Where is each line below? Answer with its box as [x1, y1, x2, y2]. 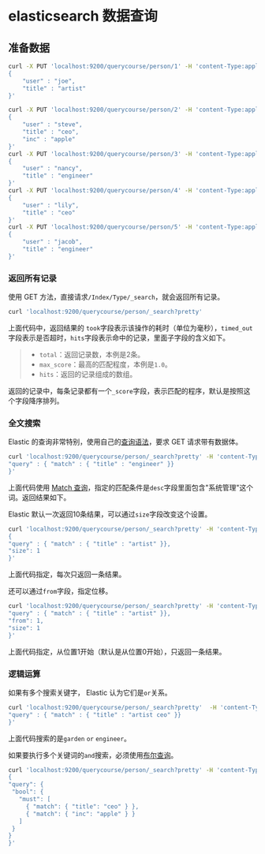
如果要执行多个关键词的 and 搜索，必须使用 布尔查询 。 [8, 750, 178, 759]
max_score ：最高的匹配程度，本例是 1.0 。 [39, 360, 172, 369]
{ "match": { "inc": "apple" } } [25, 810, 136, 818]
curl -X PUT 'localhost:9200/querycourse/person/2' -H [8, 106, 192, 114]
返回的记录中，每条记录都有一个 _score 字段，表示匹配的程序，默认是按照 [8, 386, 244, 395]
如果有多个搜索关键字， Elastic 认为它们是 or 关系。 [8, 688, 172, 697]
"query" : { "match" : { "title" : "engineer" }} [8, 461, 175, 468]
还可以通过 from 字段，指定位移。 [8, 587, 113, 596]
